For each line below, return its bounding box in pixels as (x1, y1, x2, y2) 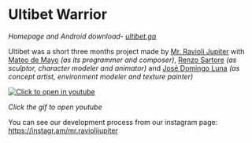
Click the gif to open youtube (8, 102, 102, 112)
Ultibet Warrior (8, 5, 108, 24)
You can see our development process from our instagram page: (8, 117, 218, 126)
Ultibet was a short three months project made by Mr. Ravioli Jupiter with (8, 46, 245, 56)
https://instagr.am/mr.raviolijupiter (8, 126, 118, 135)
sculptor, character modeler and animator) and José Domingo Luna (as (8, 63, 240, 72)
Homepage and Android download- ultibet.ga (8, 31, 157, 41)
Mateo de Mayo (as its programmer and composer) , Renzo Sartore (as (8, 55, 237, 64)
